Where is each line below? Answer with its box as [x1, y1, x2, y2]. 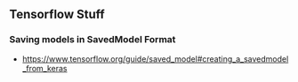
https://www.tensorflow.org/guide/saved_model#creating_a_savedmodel [21, 53, 289, 64]
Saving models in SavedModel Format [9, 34, 176, 46]
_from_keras [21, 63, 68, 73]
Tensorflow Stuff [9, 7, 105, 22]
